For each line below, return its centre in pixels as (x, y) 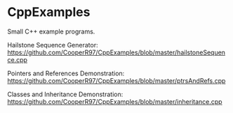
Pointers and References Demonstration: (66, 73)
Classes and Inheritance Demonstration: (65, 94)
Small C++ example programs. (51, 31)
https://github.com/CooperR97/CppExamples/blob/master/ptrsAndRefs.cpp (116, 80)
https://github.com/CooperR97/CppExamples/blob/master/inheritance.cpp (115, 101)
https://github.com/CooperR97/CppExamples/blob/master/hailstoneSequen (116, 52)
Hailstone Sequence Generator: (53, 45)
